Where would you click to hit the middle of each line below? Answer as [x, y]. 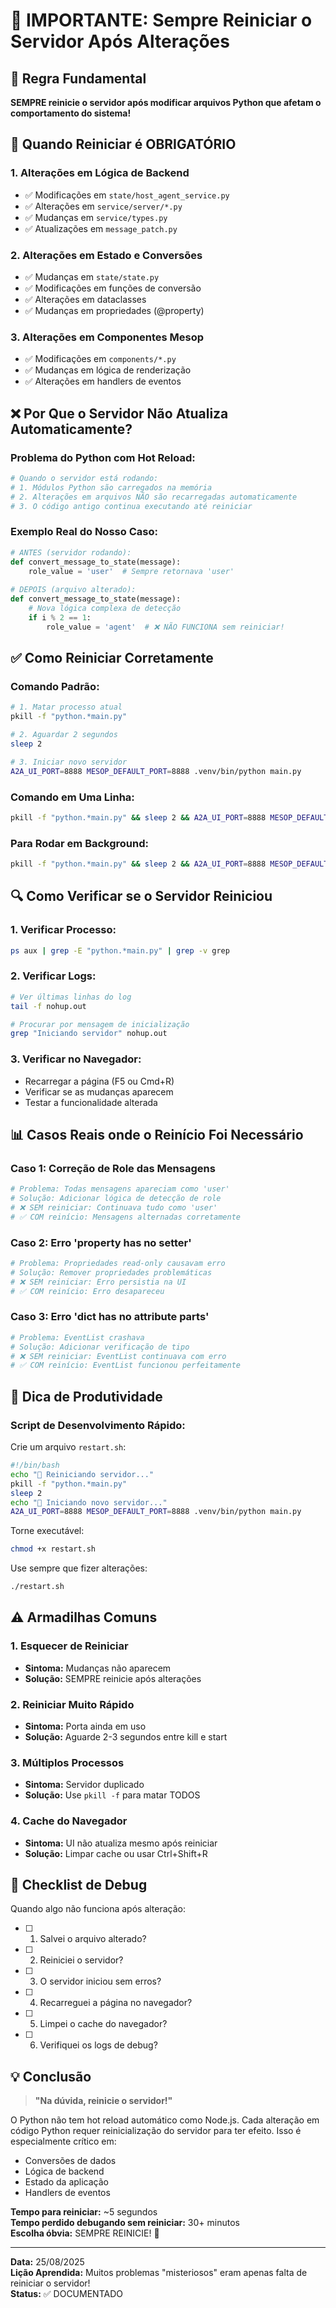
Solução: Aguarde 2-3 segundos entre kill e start [126, 1737]
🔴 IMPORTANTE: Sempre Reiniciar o [161, 20]
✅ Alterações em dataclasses [85, 299]
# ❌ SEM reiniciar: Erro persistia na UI [98, 1282]
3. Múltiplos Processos [67, 1762]
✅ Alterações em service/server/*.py [103, 206]
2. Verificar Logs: [53, 976]
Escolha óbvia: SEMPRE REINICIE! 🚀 [85, 2233]
